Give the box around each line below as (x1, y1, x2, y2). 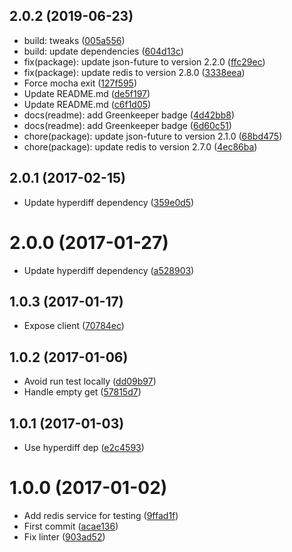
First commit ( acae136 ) (23, 520, 119, 532)
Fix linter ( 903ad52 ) (23, 530, 106, 543)
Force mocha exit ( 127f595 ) (23, 77, 138, 89)
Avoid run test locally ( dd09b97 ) (23, 375, 157, 388)
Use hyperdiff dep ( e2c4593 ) (23, 442, 145, 453)
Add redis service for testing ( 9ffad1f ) (23, 509, 179, 521)
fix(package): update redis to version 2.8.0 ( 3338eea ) (23, 66, 246, 78)
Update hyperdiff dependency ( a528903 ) (23, 264, 195, 276)
